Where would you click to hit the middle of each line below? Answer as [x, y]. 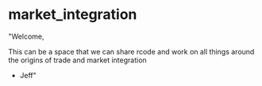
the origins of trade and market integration [77, 60]
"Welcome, [27, 36]
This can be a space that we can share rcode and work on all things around [131, 51]
